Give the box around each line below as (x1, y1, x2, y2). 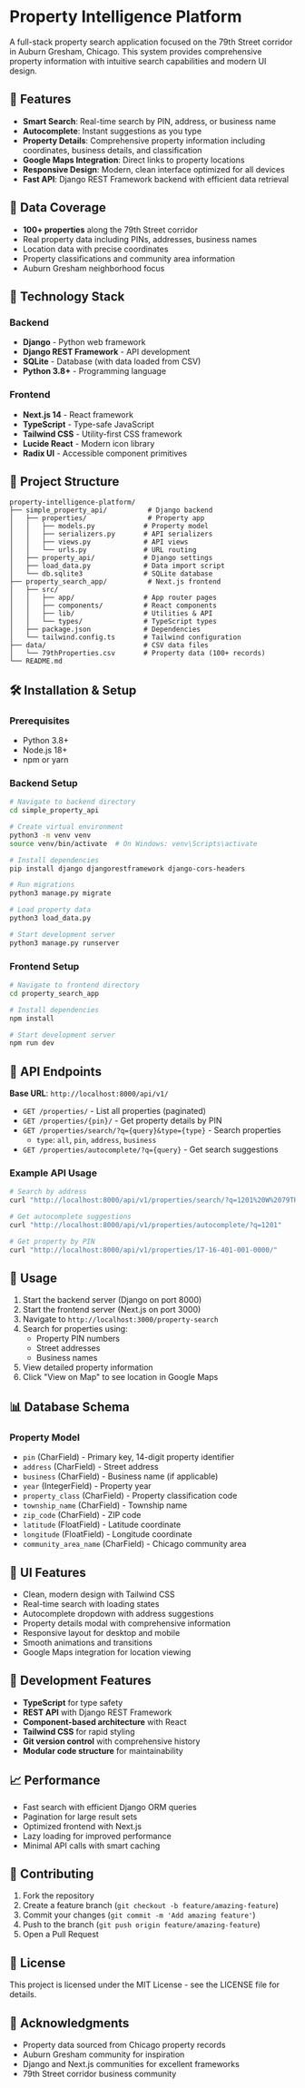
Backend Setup (9, 776, 79, 789)
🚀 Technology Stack (9, 289, 125, 304)
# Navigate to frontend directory (9, 980, 141, 990)
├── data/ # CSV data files (9, 641, 209, 650)
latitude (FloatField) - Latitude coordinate (22, 1519, 182, 1531)
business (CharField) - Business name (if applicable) (22, 1471, 219, 1482)
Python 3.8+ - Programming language (22, 366, 166, 377)
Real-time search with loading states (22, 1598, 160, 1609)
